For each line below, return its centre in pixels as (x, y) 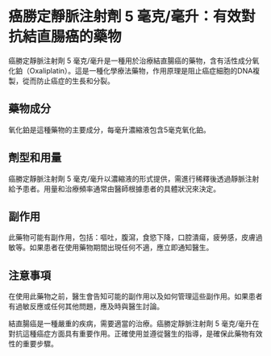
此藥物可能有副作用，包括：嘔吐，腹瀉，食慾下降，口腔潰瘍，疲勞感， (125, 237)
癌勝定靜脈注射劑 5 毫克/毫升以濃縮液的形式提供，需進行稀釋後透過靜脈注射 (134, 178)
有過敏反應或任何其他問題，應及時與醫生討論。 (86, 307)
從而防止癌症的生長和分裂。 (68, 81)
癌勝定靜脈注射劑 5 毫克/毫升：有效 (125, 17)
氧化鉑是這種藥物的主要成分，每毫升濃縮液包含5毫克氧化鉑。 (110, 129)
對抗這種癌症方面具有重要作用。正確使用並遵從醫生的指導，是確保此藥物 (128, 334)
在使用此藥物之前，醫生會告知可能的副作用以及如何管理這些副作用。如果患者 (135, 296)
